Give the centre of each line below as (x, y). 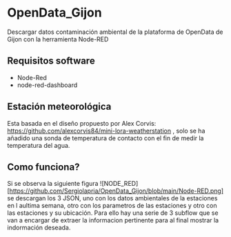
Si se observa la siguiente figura (53, 184)
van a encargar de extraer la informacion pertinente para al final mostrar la (113, 220)
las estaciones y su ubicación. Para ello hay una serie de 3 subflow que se (113, 213)
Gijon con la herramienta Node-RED (58, 39)
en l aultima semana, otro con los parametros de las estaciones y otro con (112, 206)
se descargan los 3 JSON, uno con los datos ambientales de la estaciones (112, 198)
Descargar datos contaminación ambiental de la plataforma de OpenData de (115, 32)
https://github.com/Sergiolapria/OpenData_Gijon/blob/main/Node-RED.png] (117, 191)
